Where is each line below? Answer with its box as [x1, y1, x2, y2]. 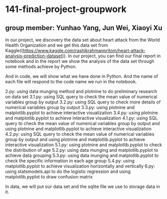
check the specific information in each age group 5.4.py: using [5, 158, 135, 164]
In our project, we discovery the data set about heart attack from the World [5, 37, 160, 43]
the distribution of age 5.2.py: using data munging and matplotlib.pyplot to [5, 147, 158, 153]
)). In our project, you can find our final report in [62, 53, 161, 59]
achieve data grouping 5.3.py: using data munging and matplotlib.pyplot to [5, 152, 159, 158]
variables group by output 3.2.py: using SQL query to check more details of [5, 99, 161, 105]
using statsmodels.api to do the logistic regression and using [5, 168, 131, 174]
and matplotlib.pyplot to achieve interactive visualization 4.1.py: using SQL [5, 115, 158, 121]
